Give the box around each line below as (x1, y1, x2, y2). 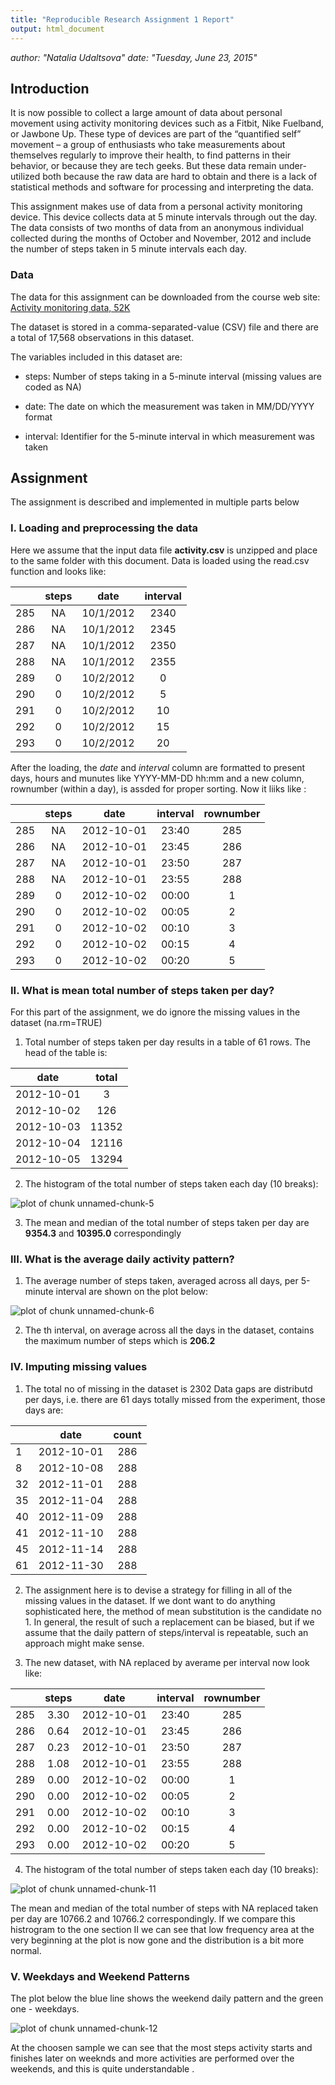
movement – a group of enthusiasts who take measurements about (10, 139, 286, 151)
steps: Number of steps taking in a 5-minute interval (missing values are (24, 370, 322, 382)
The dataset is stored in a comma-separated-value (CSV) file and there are (10, 321, 319, 333)
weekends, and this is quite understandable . (10, 2062, 195, 2075)
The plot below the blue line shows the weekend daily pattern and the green (10, 1992, 324, 2004)
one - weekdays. (10, 2002, 80, 2015)
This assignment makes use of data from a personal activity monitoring (10, 201, 303, 213)
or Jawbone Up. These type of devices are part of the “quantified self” (10, 128, 302, 140)
